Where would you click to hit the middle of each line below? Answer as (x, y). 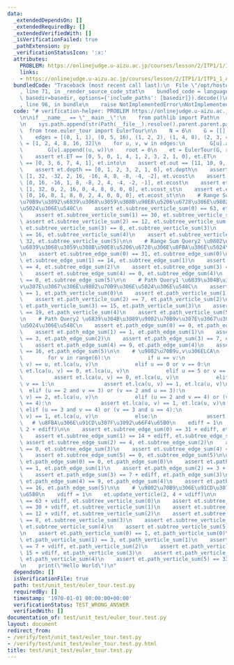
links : (29, 72)
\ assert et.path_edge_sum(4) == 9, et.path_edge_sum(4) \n (112, 345)
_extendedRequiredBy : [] (49, 27)
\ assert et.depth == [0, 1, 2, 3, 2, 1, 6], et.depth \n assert (124, 169)
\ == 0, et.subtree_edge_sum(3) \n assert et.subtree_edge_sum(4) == (126, 449)
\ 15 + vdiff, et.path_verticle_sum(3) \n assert (96, 553)
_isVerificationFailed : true (56, 40)
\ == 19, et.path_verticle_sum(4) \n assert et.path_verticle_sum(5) (126, 313)
